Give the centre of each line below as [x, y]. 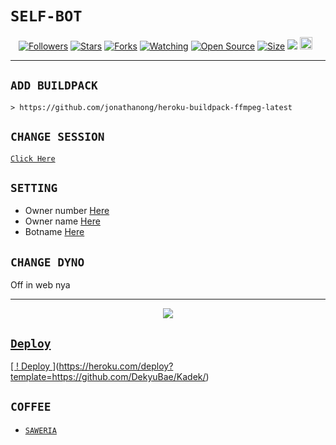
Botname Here [54, 232]
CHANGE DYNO [47, 262]
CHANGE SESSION [57, 137]
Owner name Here [62, 221]
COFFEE [31, 407]
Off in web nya [40, 285]
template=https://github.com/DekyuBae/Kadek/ [108, 376]
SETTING [34, 187]
